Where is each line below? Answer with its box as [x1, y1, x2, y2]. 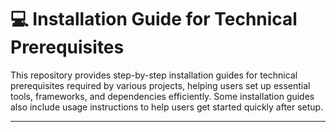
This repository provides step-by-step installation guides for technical [10, 69, 298, 81]
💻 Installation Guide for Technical [10, 8, 298, 31]
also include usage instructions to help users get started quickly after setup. [10, 101, 324, 113]
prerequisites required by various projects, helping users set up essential [10, 79, 311, 91]
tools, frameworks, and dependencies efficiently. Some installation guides [10, 90, 315, 102]
